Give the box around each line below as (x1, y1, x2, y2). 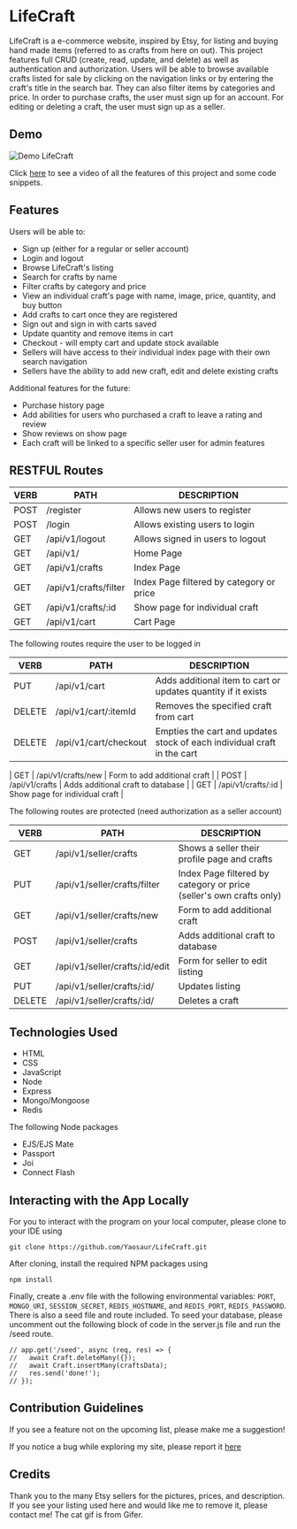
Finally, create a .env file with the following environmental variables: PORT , (9, 1291, 277, 1302)
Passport (21, 1149, 56, 1159)
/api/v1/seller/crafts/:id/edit (55, 960, 170, 972)
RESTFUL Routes (9, 463, 103, 478)
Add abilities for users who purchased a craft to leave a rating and (21, 409, 263, 419)
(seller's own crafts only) (178, 889, 282, 902)
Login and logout (21, 252, 84, 263)
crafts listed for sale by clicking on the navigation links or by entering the (9, 73, 274, 83)
